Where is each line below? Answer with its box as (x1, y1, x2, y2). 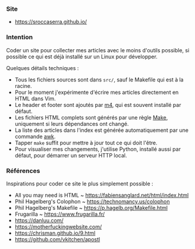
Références (6, 166, 40, 175)
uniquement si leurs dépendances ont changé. (14, 120, 129, 127)
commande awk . (14, 133, 56, 140)
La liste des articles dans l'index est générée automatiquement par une (14, 127, 189, 134)
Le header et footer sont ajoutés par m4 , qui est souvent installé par (14, 101, 181, 108)
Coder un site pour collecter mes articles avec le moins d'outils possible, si (6, 46, 190, 53)
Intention (6, 33, 33, 42)
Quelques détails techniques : (6, 64, 79, 71)
